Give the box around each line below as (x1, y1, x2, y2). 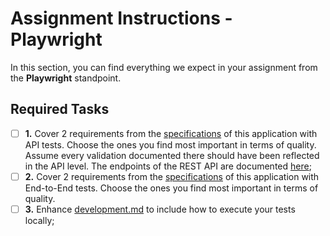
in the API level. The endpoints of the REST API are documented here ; (24, 160, 312, 172)
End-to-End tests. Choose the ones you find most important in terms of (24, 182, 319, 194)
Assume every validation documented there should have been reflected (24, 149, 320, 161)
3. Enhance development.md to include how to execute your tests (24, 203, 296, 215)
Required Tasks (10, 101, 110, 118)
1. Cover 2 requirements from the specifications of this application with (24, 127, 318, 139)
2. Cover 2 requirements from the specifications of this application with (24, 170, 320, 182)
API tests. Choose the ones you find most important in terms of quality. (24, 138, 317, 151)
